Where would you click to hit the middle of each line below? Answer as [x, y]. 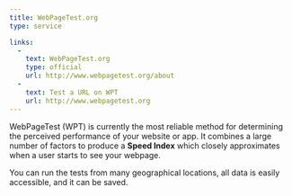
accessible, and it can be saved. [69, 182]
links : [22, 42]
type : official [54, 67]
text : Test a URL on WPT [72, 92]
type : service [36, 26]
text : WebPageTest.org [68, 59]
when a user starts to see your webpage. [85, 155]
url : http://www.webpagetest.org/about [100, 76]
